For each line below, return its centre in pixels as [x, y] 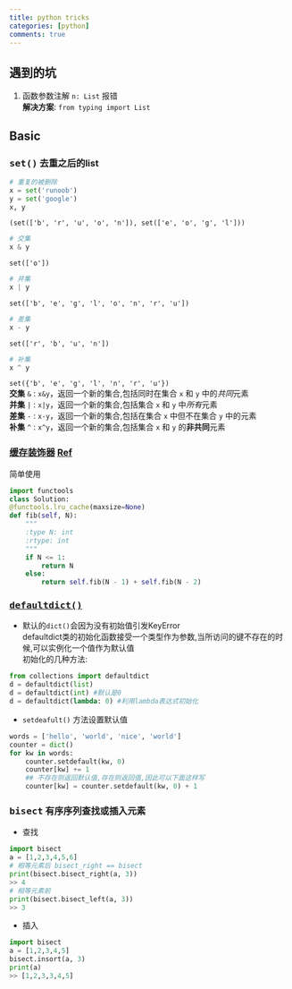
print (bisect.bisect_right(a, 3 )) [74, 874]
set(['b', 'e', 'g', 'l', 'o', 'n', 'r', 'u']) [100, 303]
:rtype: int [47, 541]
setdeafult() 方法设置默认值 [75, 719]
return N [58, 566]
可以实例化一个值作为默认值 [83, 648]
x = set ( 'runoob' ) [43, 190]
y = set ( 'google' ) [43, 199]
